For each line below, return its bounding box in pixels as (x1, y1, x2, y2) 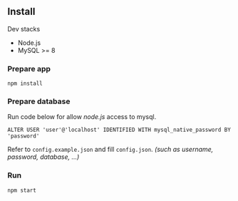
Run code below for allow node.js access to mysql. (7, 113, 157, 121)
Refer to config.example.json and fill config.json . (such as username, (7, 145, 214, 154)
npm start (7, 187, 37, 194)
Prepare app (7, 63, 51, 73)
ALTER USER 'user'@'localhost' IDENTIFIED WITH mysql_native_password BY (7, 126, 232, 134)
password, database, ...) (7, 153, 80, 161)
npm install (7, 80, 43, 88)
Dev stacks (7, 24, 41, 33)
